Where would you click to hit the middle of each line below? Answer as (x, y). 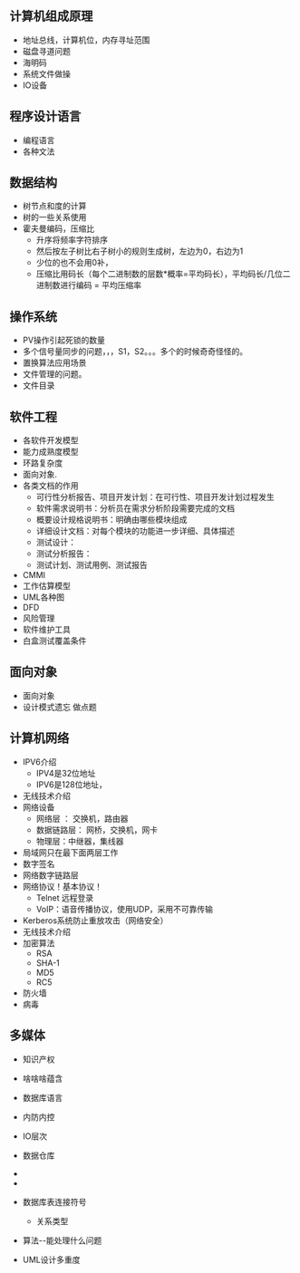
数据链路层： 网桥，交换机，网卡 (97, 829)
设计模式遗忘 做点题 (59, 707)
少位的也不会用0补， (74, 263)
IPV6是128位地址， (71, 784)
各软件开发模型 (50, 440)
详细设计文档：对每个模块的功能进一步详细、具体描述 (135, 531)
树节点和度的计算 (54, 206)
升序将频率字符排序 (72, 240)
